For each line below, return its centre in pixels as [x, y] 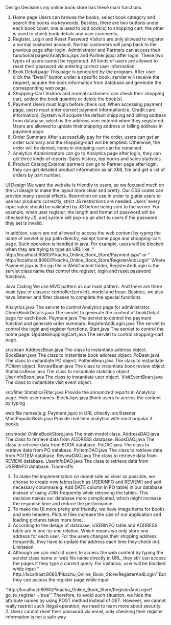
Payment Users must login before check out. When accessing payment [87, 104]
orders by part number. [37, 175]
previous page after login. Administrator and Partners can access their [87, 50]
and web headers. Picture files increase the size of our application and [87, 514]
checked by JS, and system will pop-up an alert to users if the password [81, 218]
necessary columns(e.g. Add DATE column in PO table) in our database [88, 487]
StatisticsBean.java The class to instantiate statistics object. [68, 371]
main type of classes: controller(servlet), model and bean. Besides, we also [84, 292]
